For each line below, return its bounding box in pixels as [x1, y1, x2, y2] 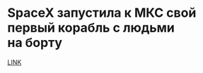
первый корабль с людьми [7, 20, 175, 36]
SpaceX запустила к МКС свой [7, 5, 197, 21]
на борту [7, 35, 62, 51]
